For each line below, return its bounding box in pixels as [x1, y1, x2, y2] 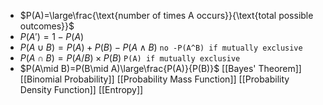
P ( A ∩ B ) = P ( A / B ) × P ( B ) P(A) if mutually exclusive [19, 52, 241, 64]
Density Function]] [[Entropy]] [19, 84, 144, 95]
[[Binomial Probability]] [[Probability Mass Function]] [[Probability [19, 73, 290, 85]
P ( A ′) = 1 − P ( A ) [19, 31, 85, 42]
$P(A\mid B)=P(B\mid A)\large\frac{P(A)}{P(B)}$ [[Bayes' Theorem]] [19, 63, 302, 74]
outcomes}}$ [19, 20, 75, 32]
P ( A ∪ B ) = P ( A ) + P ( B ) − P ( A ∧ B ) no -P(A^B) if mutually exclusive [19, 41, 303, 53]
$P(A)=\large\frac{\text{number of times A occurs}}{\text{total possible [19, 10, 314, 21]
